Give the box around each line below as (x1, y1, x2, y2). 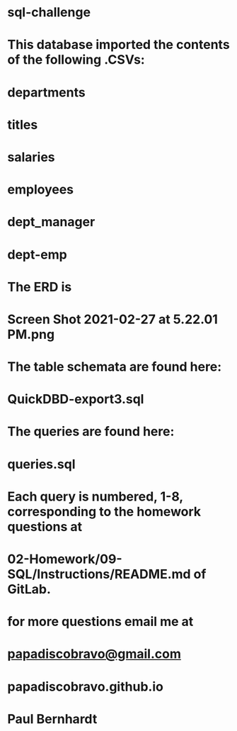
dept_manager (7, 214, 96, 230)
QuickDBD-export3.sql (7, 391, 144, 408)
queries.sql (7, 456, 76, 472)
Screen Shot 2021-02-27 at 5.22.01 (7, 311, 218, 327)
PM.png (7, 326, 55, 342)
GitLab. (7, 581, 52, 597)
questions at (7, 518, 83, 535)
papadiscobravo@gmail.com (7, 646, 182, 662)
